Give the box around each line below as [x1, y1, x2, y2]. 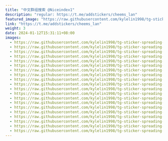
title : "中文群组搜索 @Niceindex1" [5, 7, 75, 12]
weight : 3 [5, 26, 26, 31]
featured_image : [5, 16, 39, 21]
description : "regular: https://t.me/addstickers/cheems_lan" [5, 12, 137, 17]
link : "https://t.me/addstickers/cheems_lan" [5, 21, 101, 26]
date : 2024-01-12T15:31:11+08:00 [5, 30, 75, 35]
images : [5, 35, 21, 40]
